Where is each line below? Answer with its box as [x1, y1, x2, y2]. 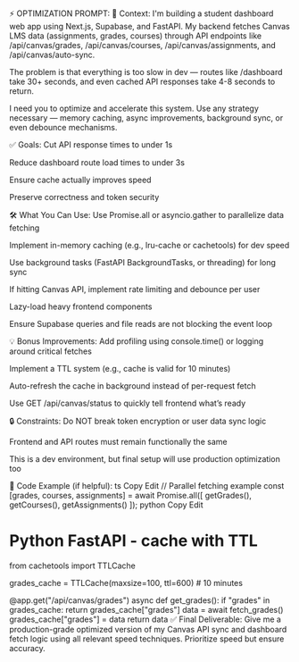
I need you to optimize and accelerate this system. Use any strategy [9, 103, 259, 113]
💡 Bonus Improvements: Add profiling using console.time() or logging [9, 336, 264, 347]
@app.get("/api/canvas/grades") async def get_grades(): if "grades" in [9, 594, 270, 606]
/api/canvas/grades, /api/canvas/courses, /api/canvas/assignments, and [9, 40, 276, 50]
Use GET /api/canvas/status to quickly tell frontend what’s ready [9, 398, 246, 408]
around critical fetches [9, 346, 92, 356]
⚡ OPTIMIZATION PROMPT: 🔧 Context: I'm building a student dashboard [9, 8, 274, 19]
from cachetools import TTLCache [9, 560, 136, 571]
